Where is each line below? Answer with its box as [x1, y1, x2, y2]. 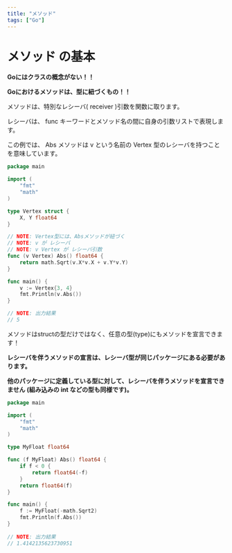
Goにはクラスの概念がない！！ [7, 73, 95, 81]
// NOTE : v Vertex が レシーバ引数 [7, 246, 102, 254]
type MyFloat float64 [7, 444, 70, 451]
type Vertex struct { [7, 208, 70, 215]
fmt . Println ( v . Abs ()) [19, 291, 82, 298]
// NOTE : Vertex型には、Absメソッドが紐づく [7, 233, 125, 240]
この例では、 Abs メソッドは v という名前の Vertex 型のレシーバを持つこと [7, 140, 220, 149]
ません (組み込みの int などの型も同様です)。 [7, 385, 133, 393]
